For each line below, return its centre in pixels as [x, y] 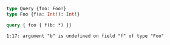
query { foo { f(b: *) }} [39, 25]
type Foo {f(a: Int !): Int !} [43, 14]
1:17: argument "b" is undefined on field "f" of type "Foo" [85, 36]
